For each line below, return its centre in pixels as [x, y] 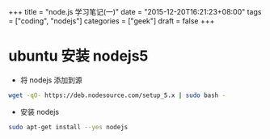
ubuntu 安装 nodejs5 [78, 56]
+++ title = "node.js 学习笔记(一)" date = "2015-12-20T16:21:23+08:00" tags [135, 12]
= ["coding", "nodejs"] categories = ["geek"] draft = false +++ [112, 21]
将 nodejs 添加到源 [51, 80]
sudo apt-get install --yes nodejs [68, 127]
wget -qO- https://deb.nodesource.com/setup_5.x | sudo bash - [117, 95]
